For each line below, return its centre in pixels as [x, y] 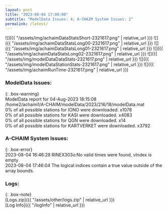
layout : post [19, 10]
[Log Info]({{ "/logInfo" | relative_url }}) [45, 205]
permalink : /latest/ [27, 24]
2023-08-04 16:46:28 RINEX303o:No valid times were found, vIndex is [78, 154]
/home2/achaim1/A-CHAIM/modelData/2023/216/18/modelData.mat [75, 104]
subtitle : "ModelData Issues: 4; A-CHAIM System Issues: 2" [69, 19]
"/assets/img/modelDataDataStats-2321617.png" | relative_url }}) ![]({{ [77, 59]
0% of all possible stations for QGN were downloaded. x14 [66, 120]
